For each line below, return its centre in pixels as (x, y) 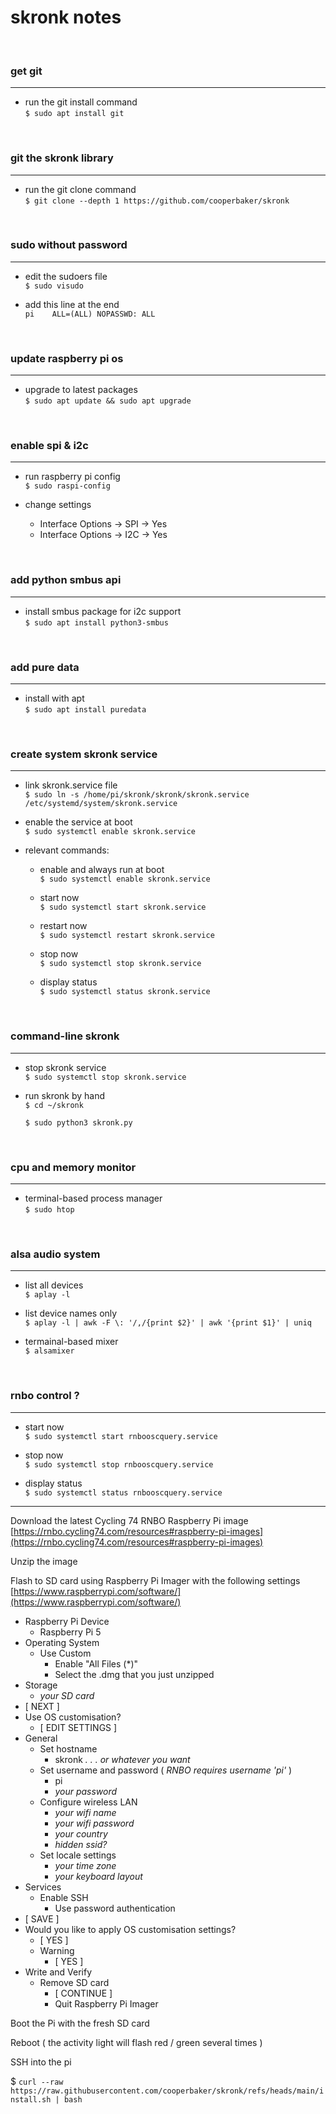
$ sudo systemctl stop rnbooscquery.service (119, 1464)
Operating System (62, 1642)
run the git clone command (80, 189)
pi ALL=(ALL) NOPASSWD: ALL (90, 314)
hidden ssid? (81, 1844)
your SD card (67, 1695)
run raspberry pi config (72, 477)
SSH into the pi (41, 2062)
